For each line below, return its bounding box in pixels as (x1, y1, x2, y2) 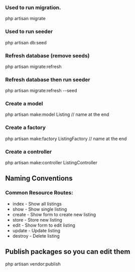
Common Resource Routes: (5, 189, 74, 196)
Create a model (5, 100, 44, 107)
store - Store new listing (12, 217, 63, 223)
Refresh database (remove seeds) (5, 52, 90, 59)
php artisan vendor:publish (5, 261, 61, 267)
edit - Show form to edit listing (12, 222, 75, 228)
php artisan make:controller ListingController (5, 160, 98, 166)
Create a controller (5, 148, 52, 155)
